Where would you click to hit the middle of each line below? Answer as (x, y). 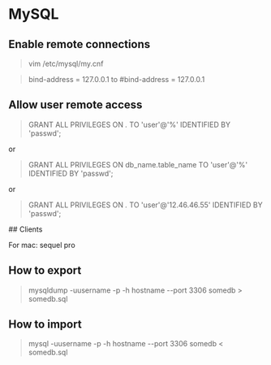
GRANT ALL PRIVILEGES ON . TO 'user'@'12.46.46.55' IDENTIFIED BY (145, 205)
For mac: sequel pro (42, 245)
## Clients (26, 229)
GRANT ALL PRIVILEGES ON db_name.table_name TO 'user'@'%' (138, 164)
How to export (45, 270)
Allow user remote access (75, 105)
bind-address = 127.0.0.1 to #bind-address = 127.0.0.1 (116, 79)
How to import (45, 325)
